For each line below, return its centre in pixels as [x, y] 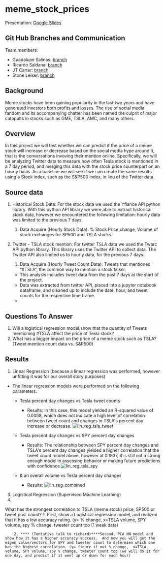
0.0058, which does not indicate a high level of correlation [86, 415]
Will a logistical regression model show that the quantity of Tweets [80, 328]
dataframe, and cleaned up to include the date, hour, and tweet [83, 290]
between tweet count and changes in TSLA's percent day [85, 421]
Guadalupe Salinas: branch [40, 60]
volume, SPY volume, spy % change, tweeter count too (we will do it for [82, 551]
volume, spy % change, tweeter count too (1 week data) [62, 525]
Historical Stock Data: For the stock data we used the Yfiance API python [86, 204]
